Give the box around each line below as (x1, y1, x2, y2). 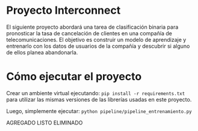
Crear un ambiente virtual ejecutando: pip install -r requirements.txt (6, 89, 185, 96)
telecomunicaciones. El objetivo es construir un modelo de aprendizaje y (6, 36, 187, 43)
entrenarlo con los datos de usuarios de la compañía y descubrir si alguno (6, 42, 190, 50)
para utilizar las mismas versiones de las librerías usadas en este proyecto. (6, 96, 192, 103)
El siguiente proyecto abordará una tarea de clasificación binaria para (6, 23, 179, 31)
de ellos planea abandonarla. (6, 48, 78, 56)
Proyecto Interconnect (6, 4, 121, 17)
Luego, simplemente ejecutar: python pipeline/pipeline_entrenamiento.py (6, 107, 192, 114)
